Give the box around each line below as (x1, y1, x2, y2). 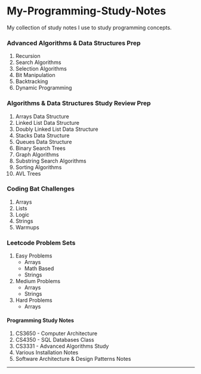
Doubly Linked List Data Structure (15, 125, 98, 133)
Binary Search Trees (15, 145, 66, 152)
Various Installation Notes (15, 349, 79, 356)
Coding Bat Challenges (7, 185, 75, 193)
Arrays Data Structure (15, 112, 69, 120)
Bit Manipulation (15, 72, 55, 79)
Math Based (24, 265, 54, 272)
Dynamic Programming (15, 84, 72, 91)
